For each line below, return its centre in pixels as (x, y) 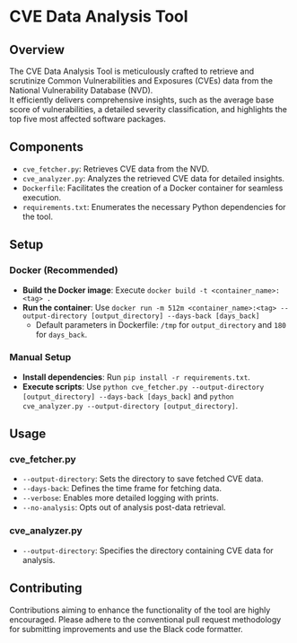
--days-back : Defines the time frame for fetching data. (122, 489)
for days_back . (61, 334)
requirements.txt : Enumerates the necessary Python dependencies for (154, 207)
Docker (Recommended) (64, 270)
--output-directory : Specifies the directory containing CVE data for (148, 551)
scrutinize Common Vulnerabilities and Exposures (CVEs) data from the (141, 81)
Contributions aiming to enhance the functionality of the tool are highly (140, 610)
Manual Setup (40, 357)
